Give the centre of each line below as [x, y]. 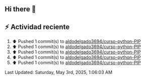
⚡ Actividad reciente [37, 27]
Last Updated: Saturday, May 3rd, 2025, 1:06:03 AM [59, 72]
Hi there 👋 [20, 9]
